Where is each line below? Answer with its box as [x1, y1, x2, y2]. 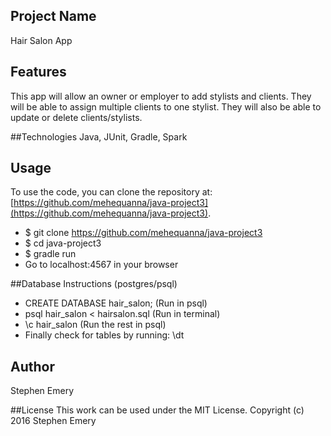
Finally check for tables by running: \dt [24, 329, 185, 341]
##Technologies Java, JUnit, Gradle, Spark [10, 130, 188, 143]
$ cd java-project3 [24, 237, 102, 249]
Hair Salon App [10, 34, 73, 46]
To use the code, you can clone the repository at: [10, 186, 213, 198]
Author [10, 358, 55, 375]
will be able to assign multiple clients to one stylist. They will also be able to [10, 100, 322, 113]
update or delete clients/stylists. [10, 111, 143, 123]
